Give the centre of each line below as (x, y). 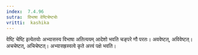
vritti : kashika (28, 22)
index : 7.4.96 (25, 12)
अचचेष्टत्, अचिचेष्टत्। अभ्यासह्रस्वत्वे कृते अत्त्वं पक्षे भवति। (61, 46)
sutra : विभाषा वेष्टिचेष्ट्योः (32, 17)
